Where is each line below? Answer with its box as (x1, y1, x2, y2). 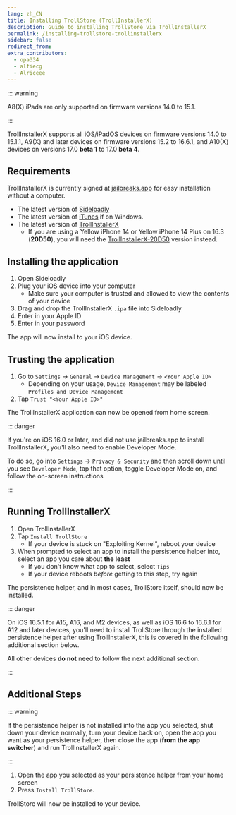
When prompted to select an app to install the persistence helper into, (17, 547, 221, 555)
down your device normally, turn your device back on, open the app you (7, 728, 217, 737)
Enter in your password (17, 319, 85, 328)
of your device (27, 297, 70, 306)
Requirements (7, 165, 70, 177)
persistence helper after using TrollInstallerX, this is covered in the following (7, 633, 228, 641)
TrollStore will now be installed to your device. (7, 799, 141, 808)
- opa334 (13, 56, 39, 64)
